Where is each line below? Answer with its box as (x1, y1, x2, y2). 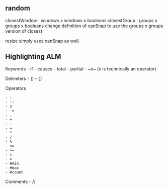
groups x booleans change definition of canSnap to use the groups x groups (5, 23, 163, 29)
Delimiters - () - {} (5, 75, 42, 81)
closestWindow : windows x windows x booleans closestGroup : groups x (5, 17, 157, 23)
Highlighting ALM (5, 52, 61, 61)
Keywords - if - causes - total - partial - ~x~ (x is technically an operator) (5, 65, 157, 72)
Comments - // (5, 178, 36, 184)
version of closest (5, 28, 43, 34)
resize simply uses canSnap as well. (5, 38, 80, 44)
